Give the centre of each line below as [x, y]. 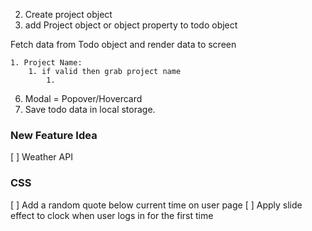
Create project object [68, 14]
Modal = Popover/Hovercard [83, 98]
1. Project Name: [46, 63]
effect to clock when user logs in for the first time [112, 215]
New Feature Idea [54, 135]
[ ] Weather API [41, 157]
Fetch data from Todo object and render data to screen [123, 44]
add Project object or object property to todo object [131, 25]
